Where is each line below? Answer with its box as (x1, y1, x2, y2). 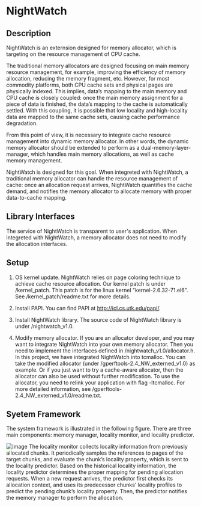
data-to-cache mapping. (6, 194, 67, 201)
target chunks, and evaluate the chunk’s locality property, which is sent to (6, 456, 189, 463)
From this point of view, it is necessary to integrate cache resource (6, 131, 171, 138)
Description (6, 28, 51, 38)
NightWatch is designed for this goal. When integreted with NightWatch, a (6, 168, 188, 176)
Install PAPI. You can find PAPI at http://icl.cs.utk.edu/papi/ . (14, 304, 161, 312)
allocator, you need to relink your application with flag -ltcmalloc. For (14, 379, 185, 386)
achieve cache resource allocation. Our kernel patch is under (14, 280, 166, 287)
